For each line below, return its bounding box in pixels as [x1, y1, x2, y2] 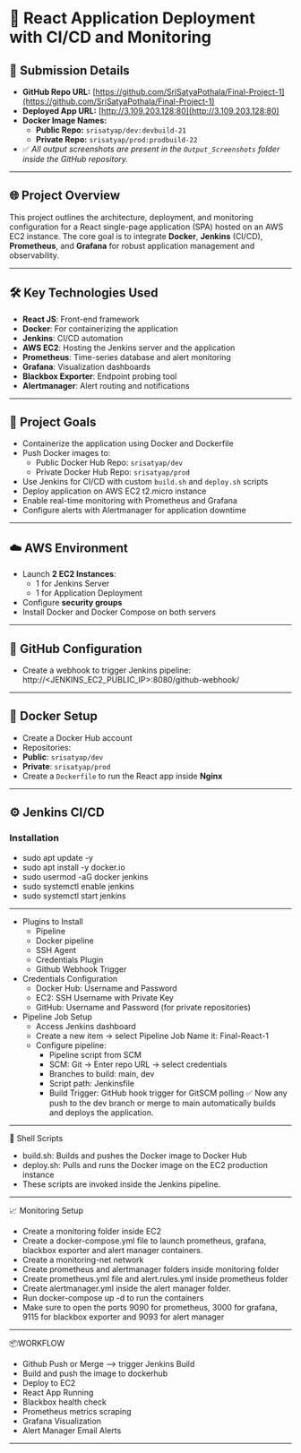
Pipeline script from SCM [48, 1049, 142, 1060]
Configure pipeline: [35, 1039, 107, 1051]
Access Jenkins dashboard [35, 1020, 136, 1031]
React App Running [21, 1387, 94, 1397]
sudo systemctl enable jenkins [21, 881, 134, 891]
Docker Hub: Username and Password [35, 983, 177, 993]
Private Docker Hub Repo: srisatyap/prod [35, 467, 191, 477]
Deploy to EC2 [21, 1377, 76, 1388]
